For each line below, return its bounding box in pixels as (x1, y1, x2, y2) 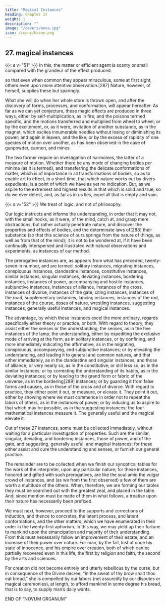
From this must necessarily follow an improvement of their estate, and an (5, 534, 154, 540)
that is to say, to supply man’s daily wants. (5, 586, 91, 592)
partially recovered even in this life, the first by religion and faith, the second (5, 550, 161, 556)
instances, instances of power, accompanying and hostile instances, (5, 278, 145, 284)
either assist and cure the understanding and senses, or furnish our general (5, 446, 160, 452)
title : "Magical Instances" (5, 7, 63, 12)
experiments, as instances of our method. (5, 247, 90, 254)
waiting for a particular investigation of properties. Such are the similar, (5, 430, 150, 436)
